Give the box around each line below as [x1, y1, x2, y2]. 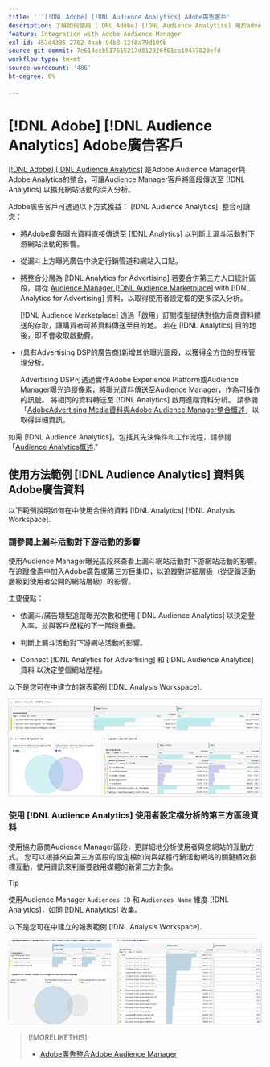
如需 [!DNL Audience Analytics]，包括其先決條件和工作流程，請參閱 [8, 431, 231, 442]
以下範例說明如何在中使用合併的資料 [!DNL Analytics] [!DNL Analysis [8, 505, 235, 515]
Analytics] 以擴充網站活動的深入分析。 [8, 184, 135, 194]
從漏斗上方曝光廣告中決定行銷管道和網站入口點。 [19, 256, 182, 266]
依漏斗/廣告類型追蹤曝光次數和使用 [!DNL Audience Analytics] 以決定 [19, 610, 248, 620]
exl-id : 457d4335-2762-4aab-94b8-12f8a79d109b [8, 39, 167, 47]
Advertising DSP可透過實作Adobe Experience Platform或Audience [19, 374, 239, 384]
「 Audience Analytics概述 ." [8, 442, 99, 451]
